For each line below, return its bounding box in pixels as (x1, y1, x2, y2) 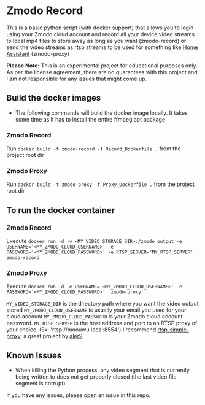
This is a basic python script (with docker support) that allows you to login (6, 24, 194, 31)
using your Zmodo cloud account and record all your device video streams (6, 30, 195, 37)
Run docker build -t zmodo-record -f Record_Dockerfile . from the (6, 145, 181, 152)
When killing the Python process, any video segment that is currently (15, 366, 190, 374)
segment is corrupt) (15, 380, 66, 387)
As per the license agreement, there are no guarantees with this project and (6, 68, 198, 75)
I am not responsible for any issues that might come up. (6, 75, 147, 82)
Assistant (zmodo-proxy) (6, 50, 69, 57)
